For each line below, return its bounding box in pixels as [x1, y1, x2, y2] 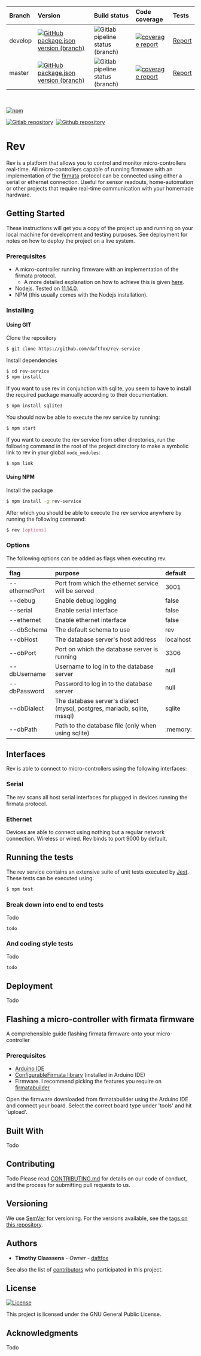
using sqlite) [54, 729, 90, 737]
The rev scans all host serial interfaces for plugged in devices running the [6, 793, 188, 801]
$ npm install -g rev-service [6, 498, 82, 504]
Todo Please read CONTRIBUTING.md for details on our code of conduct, [6, 1174, 187, 1182]
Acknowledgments [6, 1328, 79, 1338]
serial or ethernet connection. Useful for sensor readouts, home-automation [6, 178, 193, 185]
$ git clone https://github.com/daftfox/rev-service [6, 346, 141, 352]
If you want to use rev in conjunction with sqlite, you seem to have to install [6, 385, 191, 392]
